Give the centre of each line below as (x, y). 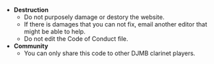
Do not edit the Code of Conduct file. (76, 39)
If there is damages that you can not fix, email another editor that (116, 24)
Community (31, 46)
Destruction (31, 10)
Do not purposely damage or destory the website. (94, 17)
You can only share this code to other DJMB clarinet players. (109, 53)
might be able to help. (55, 31)
